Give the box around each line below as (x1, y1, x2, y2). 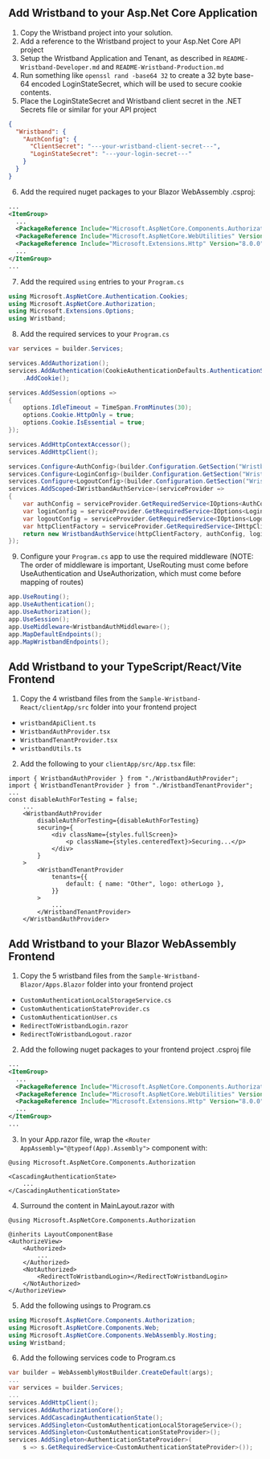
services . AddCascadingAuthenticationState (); (8, 1413, 163, 1421)
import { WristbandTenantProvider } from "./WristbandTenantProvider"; (8, 782, 253, 790)
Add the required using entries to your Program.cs (19, 276, 185, 286)
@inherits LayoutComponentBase (8, 1230, 113, 1238)
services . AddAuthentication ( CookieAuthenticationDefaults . (8, 366, 211, 374)
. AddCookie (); (22, 374, 70, 382)
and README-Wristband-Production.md (101, 62, 224, 72)
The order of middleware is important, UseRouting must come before (19, 560, 249, 570)
